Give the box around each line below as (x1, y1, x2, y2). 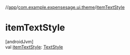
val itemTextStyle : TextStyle (5, 44, 63, 50)
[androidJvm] (5, 38, 34, 44)
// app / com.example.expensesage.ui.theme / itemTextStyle (5, 5, 125, 10)
